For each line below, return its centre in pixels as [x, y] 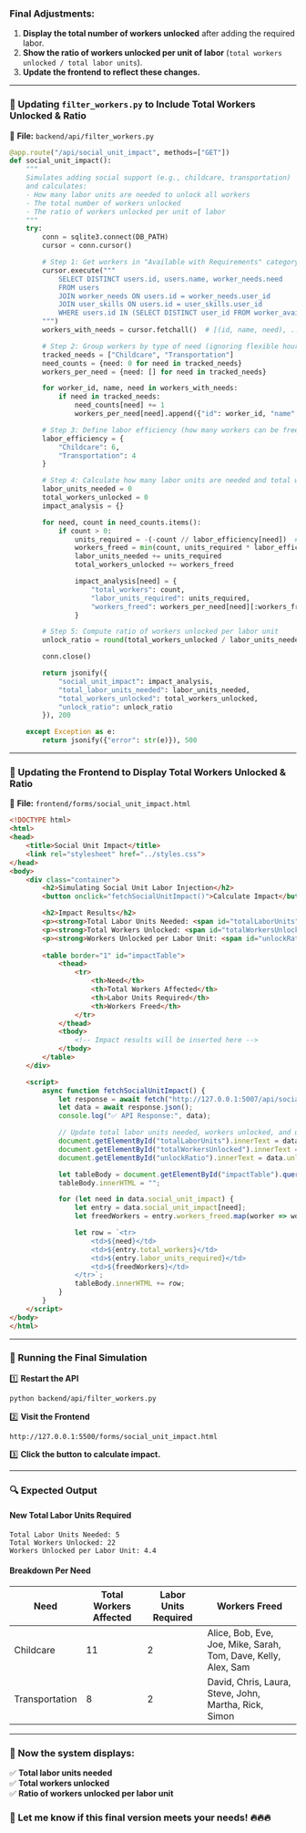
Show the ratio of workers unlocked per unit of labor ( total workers [152, 53]
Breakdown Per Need [50, 1570]
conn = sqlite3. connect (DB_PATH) [106, 237]
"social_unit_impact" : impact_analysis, [136, 681]
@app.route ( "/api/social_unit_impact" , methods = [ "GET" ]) [120, 152]
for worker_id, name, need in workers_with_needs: [140, 388]
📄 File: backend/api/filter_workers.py [82, 136]
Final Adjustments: [52, 14]
